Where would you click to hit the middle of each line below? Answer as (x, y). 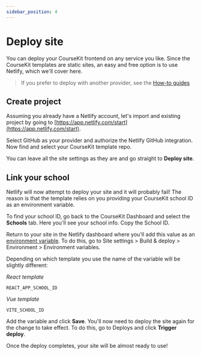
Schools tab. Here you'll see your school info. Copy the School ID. (88, 223)
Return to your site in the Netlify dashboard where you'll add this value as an (100, 235)
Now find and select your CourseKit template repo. (69, 147)
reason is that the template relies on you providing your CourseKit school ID (100, 199)
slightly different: (27, 265)
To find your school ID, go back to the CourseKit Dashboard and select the (98, 217)
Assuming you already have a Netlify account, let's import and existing (94, 116)
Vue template (23, 299)
